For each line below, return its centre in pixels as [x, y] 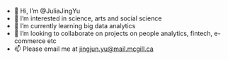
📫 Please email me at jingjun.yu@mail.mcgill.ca [84, 49]
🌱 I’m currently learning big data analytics [75, 26]
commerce [30, 41]
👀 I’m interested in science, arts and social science [88, 18]
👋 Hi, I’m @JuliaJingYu [47, 11]
